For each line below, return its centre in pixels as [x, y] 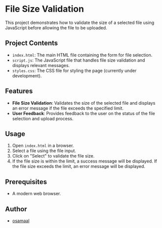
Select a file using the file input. [44, 151]
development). [27, 76]
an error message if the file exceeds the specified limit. [68, 108]
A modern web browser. [37, 194]
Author [16, 209]
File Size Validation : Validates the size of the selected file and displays [84, 103]
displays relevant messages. [41, 65]
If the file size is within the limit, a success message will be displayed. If [84, 161]
